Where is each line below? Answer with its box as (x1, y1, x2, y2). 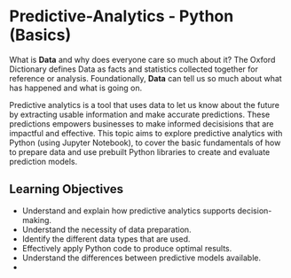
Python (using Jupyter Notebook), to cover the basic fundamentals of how (9, 137, 281, 148)
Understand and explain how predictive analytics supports (21, 205, 236, 216)
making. (21, 214, 51, 225)
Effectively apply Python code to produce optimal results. (21, 243, 232, 253)
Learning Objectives (9, 181, 124, 197)
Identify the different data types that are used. (21, 233, 191, 244)
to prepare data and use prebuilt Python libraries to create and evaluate (9, 146, 271, 157)
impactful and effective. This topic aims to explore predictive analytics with (9, 127, 283, 138)
